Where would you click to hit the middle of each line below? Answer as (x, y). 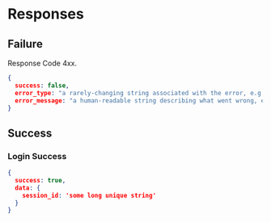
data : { (28, 188)
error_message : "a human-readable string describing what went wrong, (136, 101)
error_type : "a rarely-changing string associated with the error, (131, 93)
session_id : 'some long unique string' (89, 195)
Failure (25, 44)
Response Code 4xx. (42, 63)
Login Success (37, 156)
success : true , (40, 180)
